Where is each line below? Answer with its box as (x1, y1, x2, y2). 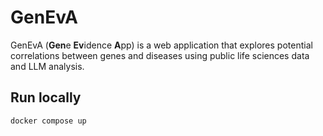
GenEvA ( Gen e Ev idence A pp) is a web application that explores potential (10, 39, 313, 51)
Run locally (10, 89, 82, 106)
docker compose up (10, 116, 87, 126)
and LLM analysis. (10, 60, 85, 72)
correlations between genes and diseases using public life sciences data (10, 49, 310, 61)
